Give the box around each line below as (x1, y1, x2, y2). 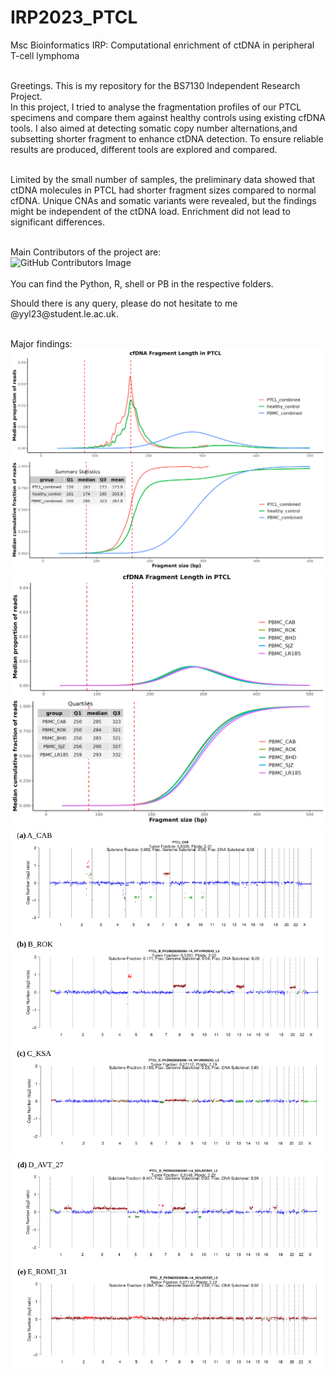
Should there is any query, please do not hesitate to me (10, 297, 238, 309)
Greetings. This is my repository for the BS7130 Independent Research (10, 79, 301, 91)
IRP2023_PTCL (10, 6, 138, 29)
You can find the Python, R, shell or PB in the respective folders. (10, 277, 274, 290)
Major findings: (10, 337, 73, 350)
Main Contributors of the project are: (10, 246, 162, 258)
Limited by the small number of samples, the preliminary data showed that (10, 173, 316, 185)
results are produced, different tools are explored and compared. (10, 143, 278, 155)
